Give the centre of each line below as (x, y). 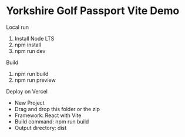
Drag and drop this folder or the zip (57, 109)
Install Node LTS (34, 38)
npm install (28, 45)
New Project (30, 103)
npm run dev (30, 51)
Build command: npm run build (52, 121)
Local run (18, 27)
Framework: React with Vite (48, 115)
